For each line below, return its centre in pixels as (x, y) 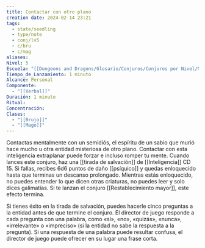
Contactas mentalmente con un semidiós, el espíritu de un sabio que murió (101, 143)
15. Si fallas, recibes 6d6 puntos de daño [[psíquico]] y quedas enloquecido (101, 169)
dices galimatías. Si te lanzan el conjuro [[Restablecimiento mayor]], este (98, 188)
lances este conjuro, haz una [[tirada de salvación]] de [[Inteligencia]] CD (99, 162)
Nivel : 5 (17, 63)
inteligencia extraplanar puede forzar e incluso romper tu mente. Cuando (98, 155)
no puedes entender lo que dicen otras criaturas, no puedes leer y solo (95, 182)
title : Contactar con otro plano (49, 12)
